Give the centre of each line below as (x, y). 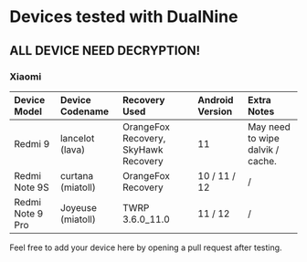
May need (269, 127)
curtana (77, 175)
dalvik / (264, 150)
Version (215, 111)
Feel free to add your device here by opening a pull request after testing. (146, 247)
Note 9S (32, 187)
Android (216, 100)
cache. (262, 161)
